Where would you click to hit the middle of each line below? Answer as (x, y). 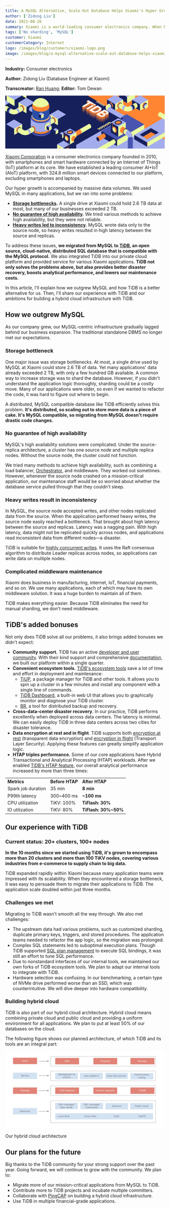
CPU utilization (23, 803)
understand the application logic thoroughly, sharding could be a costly (79, 383)
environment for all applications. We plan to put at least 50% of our (75, 1023)
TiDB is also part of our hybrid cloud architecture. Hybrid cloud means (78, 1012)
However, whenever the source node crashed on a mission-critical (75, 476)
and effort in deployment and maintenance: (57, 674)
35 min (58, 789)
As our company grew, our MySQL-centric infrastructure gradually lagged (82, 327)
